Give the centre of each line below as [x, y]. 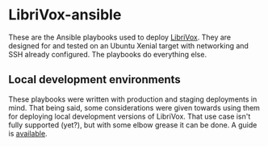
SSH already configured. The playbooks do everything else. [108, 54]
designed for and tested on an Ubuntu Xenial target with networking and [128, 45]
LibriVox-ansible [65, 15]
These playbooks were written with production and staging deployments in [133, 99]
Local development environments [95, 79]
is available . [28, 133]
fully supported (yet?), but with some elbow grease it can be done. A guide [133, 125]
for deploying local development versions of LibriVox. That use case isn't [130, 116]
